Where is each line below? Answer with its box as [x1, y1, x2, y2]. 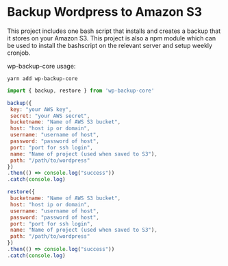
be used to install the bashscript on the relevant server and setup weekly [7, 41, 213, 49]
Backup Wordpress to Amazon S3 [7, 4, 203, 20]
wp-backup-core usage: [7, 62, 76, 70]
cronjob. [7, 49, 31, 57]
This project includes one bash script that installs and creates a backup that [7, 27, 221, 35]
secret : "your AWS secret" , [10, 112, 90, 119]
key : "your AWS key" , [10, 106, 72, 113]
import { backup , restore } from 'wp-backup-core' [7, 87, 155, 94]
